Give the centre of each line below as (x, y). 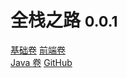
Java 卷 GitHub (41, 62)
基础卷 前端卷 (38, 50)
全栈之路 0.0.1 (64, 20)
